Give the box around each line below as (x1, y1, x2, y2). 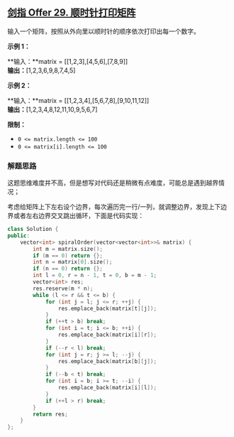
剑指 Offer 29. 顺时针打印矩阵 (7, 6, 136, 19)
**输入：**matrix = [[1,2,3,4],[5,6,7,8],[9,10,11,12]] (7, 96, 150, 104)
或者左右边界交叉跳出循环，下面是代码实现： (13, 212, 144, 220)
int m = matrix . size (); (33, 245, 103, 252)
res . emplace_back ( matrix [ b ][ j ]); (57, 357, 157, 365)
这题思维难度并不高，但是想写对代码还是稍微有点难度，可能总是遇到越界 (7, 178, 218, 187)
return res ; (33, 411, 69, 418)
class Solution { (7, 226, 59, 233)
